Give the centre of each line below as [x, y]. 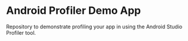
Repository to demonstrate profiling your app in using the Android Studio [94, 27]
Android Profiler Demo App [74, 11]
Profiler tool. [21, 32]
